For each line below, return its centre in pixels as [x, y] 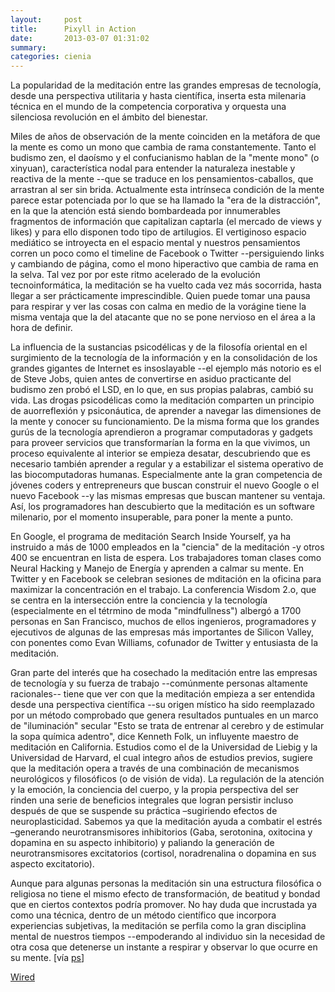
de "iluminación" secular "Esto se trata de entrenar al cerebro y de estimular [167, 726]
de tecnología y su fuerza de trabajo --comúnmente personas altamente [159, 683]
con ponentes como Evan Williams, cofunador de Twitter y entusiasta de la [164, 643]
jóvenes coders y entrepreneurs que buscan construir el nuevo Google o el [165, 485]
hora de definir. [41, 328]
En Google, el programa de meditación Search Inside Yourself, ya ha [151, 537]
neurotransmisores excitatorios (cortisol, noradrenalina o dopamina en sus [163, 853]
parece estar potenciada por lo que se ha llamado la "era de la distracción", [165, 200]
